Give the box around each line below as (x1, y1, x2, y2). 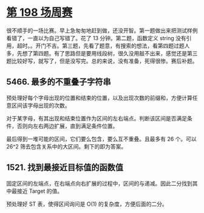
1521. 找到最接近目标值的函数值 (6, 162, 123, 173)
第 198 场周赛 (6, 5, 73, 19)
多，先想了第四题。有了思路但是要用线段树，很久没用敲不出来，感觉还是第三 (6, 49, 198, 57)
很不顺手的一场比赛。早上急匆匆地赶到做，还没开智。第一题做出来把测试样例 (6, 27, 198, 34)
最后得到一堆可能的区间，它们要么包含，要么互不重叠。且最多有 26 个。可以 (6, 135, 197, 142)
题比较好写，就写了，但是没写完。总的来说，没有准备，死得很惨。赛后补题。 (6, 57, 198, 65)
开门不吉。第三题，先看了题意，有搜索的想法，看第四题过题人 (35, 42, 190, 49)
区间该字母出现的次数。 (11, 102, 70, 109)
